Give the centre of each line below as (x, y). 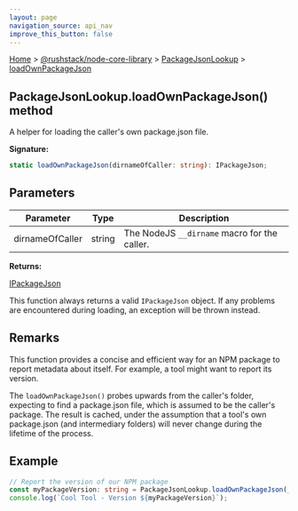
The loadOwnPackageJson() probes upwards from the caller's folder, (132, 395)
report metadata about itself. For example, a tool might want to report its (141, 369)
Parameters (42, 193)
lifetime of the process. (51, 433)
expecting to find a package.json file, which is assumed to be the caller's (142, 404)
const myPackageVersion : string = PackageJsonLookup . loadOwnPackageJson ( (149, 490)
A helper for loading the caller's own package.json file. (109, 132)
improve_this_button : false (61, 34)
